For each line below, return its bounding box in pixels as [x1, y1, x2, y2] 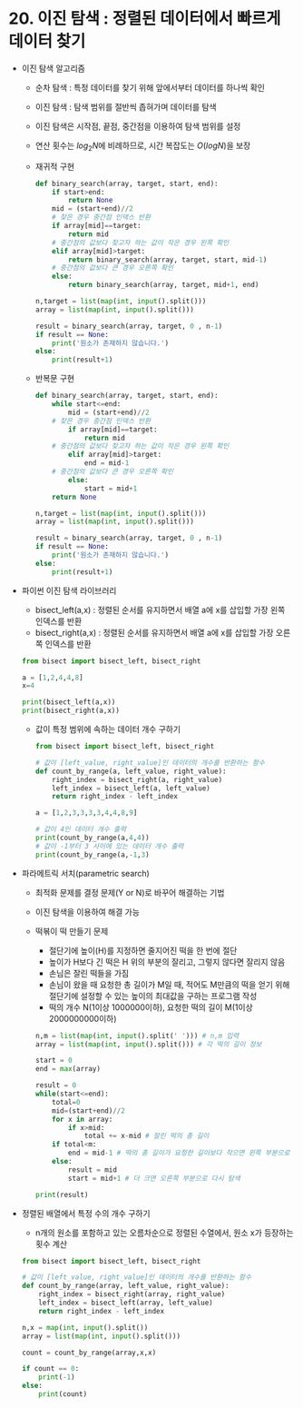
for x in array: [52, 1115, 113, 1124]
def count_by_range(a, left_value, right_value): [34, 767, 228, 776]
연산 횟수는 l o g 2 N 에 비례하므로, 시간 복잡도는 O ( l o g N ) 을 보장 [34, 140, 251, 153]
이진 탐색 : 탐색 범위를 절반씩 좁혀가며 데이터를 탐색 [34, 101, 217, 112]
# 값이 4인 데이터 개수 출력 [34, 825, 127, 834]
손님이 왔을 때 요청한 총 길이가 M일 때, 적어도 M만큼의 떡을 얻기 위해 [48, 978, 290, 990]
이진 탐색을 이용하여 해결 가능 [34, 906, 140, 917]
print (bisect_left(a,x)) [21, 698, 116, 707]
